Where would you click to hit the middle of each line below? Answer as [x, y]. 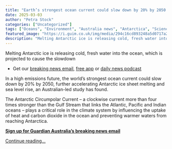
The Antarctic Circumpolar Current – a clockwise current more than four [81, 99]
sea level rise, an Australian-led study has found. [57, 89]
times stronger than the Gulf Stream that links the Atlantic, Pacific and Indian [86, 104]
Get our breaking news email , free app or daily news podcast [77, 68]
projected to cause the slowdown [40, 58]
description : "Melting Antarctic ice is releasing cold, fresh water [81, 39]
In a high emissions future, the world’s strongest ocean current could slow [83, 78]
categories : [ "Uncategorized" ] [39, 24]
